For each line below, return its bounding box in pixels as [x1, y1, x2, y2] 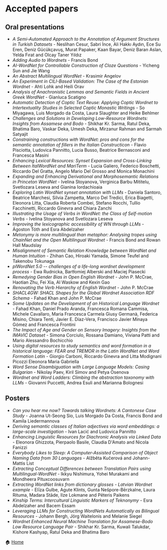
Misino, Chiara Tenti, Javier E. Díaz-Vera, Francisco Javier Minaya [12, 317, 148, 322]
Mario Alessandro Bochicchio [12, 337, 73, 343]
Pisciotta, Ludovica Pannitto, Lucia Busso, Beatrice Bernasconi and [12, 147, 151, 153]
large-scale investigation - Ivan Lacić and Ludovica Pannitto [12, 429, 136, 435]
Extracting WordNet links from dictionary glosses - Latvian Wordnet [12, 481, 153, 487]
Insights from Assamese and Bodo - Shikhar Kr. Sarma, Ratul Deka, [12, 120, 151, 126]
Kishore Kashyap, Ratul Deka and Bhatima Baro [12, 529, 110, 535]
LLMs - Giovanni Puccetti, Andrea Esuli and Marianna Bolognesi [12, 380, 144, 386]
